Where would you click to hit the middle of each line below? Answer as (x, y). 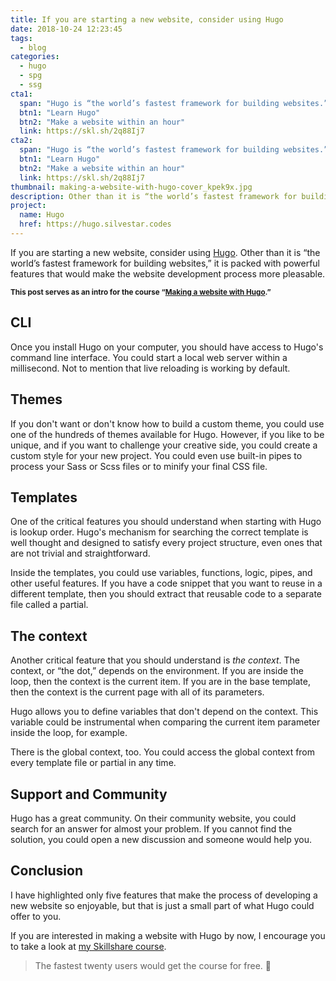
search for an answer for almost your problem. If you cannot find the (151, 828)
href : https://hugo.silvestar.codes (95, 224)
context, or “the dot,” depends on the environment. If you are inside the (157, 671)
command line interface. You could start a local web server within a (149, 357)
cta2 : (21, 141)
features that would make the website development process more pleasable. (168, 273)
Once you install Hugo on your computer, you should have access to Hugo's (167, 347)
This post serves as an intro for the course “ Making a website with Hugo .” (141, 292)
